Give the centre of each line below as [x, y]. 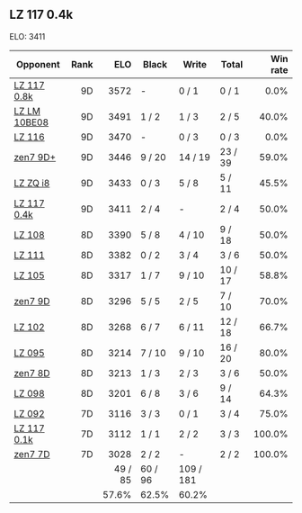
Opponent [38, 64]
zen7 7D [32, 454]
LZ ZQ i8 [32, 183]
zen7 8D [32, 373]
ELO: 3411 [27, 36]
